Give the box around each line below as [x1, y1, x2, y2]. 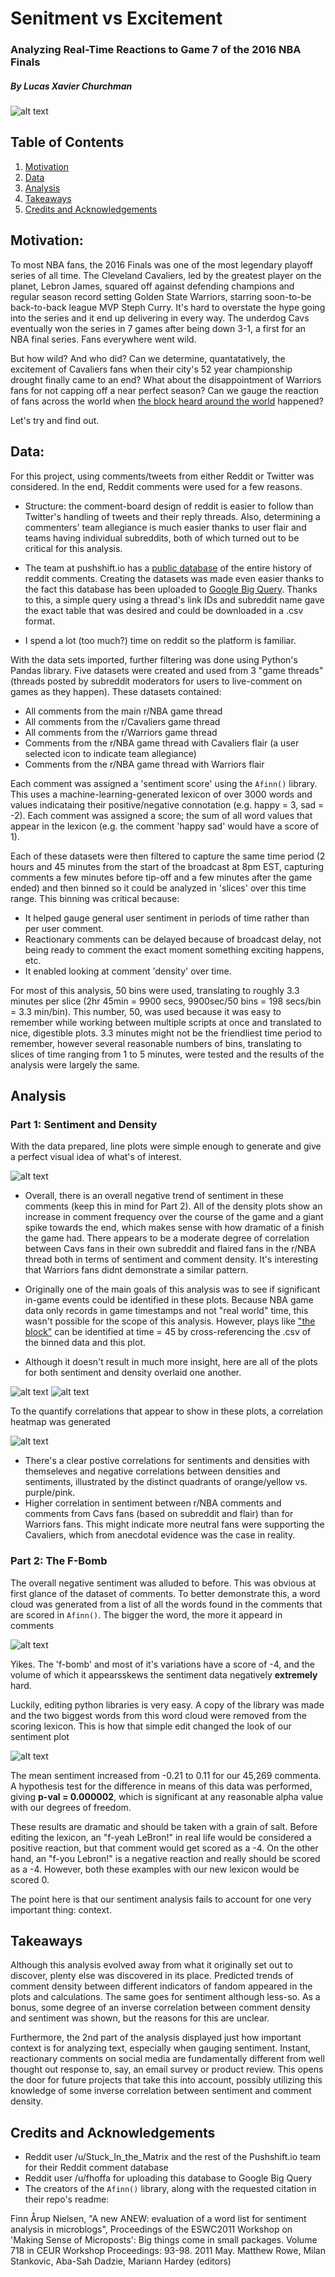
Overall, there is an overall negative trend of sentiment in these [24, 1190, 284, 1202]
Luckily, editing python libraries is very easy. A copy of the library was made [10, 1698, 325, 1711]
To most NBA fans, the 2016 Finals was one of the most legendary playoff [10, 258, 313, 271]
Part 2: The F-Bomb [10, 1554, 108, 1568]
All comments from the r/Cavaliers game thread [24, 715, 221, 727]
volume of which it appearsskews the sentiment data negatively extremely [10, 1668, 318, 1681]
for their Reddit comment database [24, 2162, 169, 2174]
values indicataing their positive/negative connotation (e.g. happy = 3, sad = [10, 798, 325, 811]
